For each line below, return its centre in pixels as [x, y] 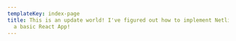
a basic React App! [42, 26]
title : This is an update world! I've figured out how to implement [110, 20]
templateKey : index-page [44, 14]
